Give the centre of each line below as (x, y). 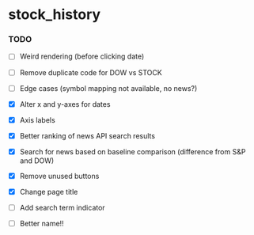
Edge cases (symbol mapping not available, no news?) (108, 88)
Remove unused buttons (59, 176)
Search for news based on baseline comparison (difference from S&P (133, 151)
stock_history (55, 15)
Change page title (49, 191)
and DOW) (37, 161)
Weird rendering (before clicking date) (82, 56)
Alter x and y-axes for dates (65, 104)
